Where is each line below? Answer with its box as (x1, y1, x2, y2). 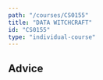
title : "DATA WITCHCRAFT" (8, 19, 92, 26)
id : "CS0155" (8, 26, 51, 33)
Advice (8, 61, 44, 75)
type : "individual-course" (8, 33, 96, 41)
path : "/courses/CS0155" (8, 11, 89, 19)
